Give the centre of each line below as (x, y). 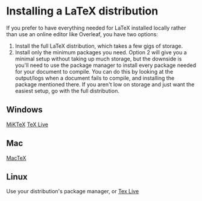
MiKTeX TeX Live (27, 124)
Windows (24, 110)
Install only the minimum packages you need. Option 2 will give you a (101, 52)
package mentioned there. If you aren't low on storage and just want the (105, 84)
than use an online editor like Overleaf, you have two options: (82, 34)
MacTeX (16, 158)
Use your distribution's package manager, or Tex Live (73, 191)
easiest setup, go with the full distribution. (67, 91)
